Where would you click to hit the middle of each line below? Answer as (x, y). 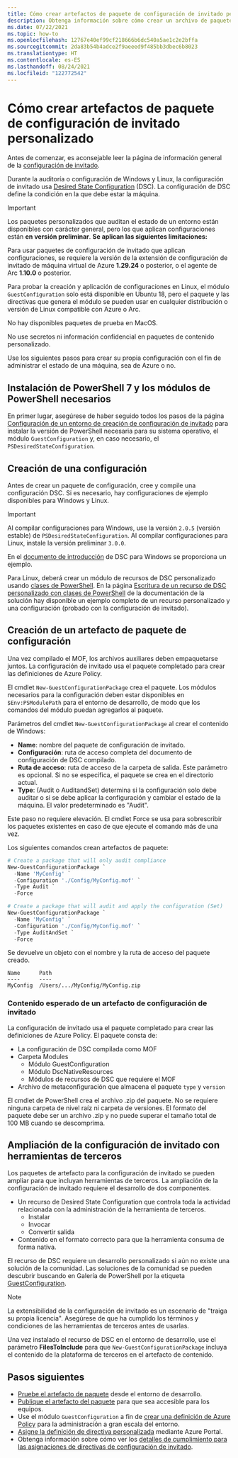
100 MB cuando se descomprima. (56, 1123)
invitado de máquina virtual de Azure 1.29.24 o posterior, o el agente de (112, 266)
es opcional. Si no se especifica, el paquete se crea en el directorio (115, 775)
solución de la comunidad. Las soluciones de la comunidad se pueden (110, 1268)
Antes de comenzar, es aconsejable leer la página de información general (115, 158)
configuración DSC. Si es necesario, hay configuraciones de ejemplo (108, 493)
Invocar (39, 1225)
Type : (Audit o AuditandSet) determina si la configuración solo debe (117, 790)
